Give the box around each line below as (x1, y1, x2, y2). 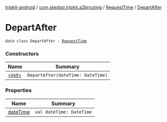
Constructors (5, 50, 39, 57)
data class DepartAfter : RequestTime (5, 38, 87, 43)
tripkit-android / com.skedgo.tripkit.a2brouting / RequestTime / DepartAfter (5, 5, 162, 10)
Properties (5, 87, 32, 94)
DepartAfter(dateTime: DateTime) (27, 73, 108, 78)
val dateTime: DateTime (34, 109, 92, 115)
